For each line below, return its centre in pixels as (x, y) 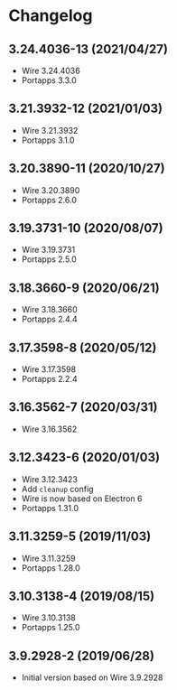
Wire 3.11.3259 (48, 558)
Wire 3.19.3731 (48, 250)
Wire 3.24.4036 (51, 70)
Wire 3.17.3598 (49, 369)
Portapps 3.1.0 (48, 140)
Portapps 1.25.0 (51, 628)
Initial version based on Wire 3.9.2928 (92, 677)
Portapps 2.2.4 (49, 379)
